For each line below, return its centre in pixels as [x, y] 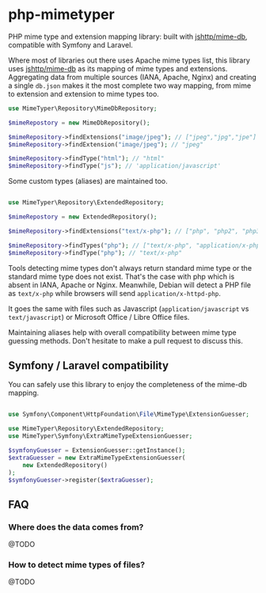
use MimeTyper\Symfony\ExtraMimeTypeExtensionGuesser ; [101, 436]
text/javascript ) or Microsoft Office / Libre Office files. [99, 317]
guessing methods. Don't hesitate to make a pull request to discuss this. [126, 340]
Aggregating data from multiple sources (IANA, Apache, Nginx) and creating [133, 77]
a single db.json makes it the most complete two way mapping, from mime [130, 86]
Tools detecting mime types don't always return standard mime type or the [130, 268]
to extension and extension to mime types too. [84, 93]
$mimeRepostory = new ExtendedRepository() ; [83, 217]
